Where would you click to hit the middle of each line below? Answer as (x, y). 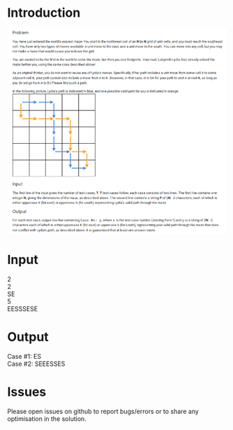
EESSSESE (23, 309)
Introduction (44, 13)
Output (28, 337)
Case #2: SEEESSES (36, 364)
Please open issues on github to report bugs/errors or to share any (103, 411)
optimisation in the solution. (47, 418)
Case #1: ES (24, 356)
